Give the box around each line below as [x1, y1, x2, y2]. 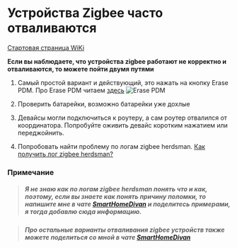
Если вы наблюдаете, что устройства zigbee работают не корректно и [7, 57, 227, 65]
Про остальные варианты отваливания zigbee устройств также [24, 225, 225, 234]
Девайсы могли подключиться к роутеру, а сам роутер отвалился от [17, 113, 228, 122]
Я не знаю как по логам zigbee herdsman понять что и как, [24, 185, 207, 193]
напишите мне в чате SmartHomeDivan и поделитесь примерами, [24, 200, 231, 208]
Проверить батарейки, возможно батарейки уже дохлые [17, 99, 190, 108]
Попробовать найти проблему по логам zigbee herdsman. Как [17, 142, 206, 150]
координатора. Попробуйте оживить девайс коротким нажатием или [17, 120, 229, 129]
